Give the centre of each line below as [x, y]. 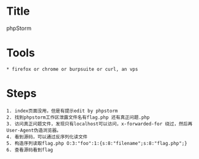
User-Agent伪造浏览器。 [34, 130]
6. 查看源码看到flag [30, 150]
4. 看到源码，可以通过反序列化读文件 [47, 137]
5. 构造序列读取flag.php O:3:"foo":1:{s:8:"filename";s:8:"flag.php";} [97, 143]
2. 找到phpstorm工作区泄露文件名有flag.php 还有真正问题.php [78, 117]
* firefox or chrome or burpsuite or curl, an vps [72, 69]
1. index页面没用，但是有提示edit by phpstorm [62, 111]
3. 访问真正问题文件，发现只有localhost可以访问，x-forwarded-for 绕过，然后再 [99, 124]
